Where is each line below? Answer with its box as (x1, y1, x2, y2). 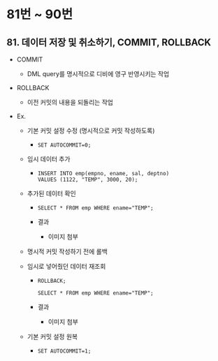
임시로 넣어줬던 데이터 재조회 (27, 263, 106, 270)
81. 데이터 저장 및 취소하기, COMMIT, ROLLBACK (6, 36, 211, 48)
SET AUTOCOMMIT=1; (37, 348, 92, 355)
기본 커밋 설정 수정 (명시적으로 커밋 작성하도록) (27, 126, 155, 135)
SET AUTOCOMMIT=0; (37, 142, 92, 149)
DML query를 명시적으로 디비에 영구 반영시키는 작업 (27, 70, 170, 78)
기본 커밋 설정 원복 (27, 332, 78, 341)
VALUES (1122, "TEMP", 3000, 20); (37, 176, 138, 183)
